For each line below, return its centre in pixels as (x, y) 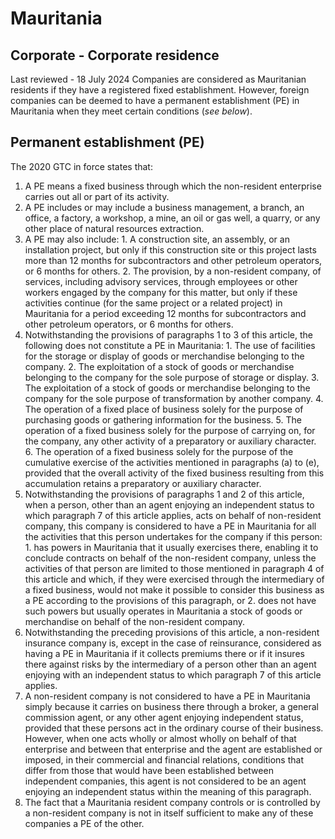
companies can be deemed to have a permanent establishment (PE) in (155, 100)
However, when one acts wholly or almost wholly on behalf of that (160, 738)
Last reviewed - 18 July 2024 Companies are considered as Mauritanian (158, 79)
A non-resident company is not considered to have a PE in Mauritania (167, 696)
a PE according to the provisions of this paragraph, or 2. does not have (170, 600)
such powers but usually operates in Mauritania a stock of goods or (163, 611)
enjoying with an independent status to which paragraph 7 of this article (173, 674)
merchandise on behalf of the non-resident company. (135, 621)
